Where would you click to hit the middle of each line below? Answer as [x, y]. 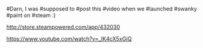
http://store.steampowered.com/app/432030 [63, 27]
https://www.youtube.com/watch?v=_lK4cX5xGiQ [69, 39]
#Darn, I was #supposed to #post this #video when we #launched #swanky [102, 9]
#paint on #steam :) [31, 15]
